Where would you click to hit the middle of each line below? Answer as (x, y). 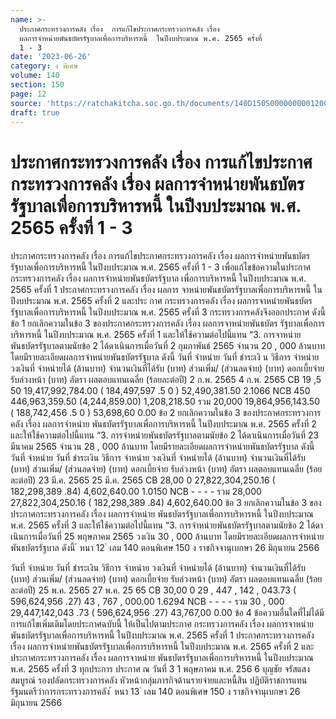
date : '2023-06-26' (51, 57)
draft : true (35, 112)
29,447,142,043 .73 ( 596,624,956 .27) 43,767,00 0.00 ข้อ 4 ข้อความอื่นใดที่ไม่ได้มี (167, 613)
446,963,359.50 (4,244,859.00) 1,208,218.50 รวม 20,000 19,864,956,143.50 (165, 402)
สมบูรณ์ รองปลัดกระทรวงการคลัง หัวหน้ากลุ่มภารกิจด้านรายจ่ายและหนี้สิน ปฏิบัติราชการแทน (159, 680)
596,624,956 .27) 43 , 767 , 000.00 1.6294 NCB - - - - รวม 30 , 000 (147, 602)
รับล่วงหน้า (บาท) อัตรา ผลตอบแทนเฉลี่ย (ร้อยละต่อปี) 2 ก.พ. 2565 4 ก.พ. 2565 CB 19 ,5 (166, 380)
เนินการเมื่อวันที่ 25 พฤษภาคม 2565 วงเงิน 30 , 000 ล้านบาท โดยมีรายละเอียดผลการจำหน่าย (167, 537)
